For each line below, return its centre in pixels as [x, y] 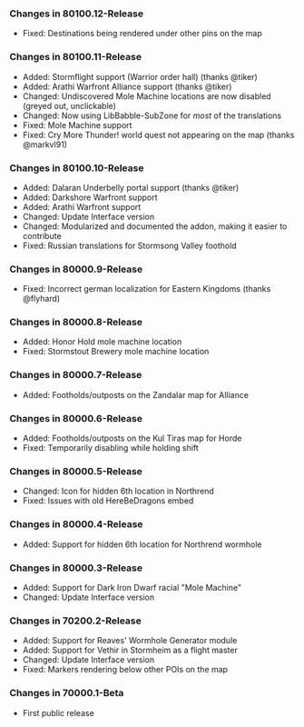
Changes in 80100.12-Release [76, 14]
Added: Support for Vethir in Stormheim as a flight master [130, 650]
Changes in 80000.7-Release [76, 375]
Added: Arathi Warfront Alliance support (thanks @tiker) [127, 86]
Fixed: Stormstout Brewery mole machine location [116, 352]
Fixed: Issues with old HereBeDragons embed [108, 501]
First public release [59, 712]
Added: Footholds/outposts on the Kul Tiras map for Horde [132, 438]
